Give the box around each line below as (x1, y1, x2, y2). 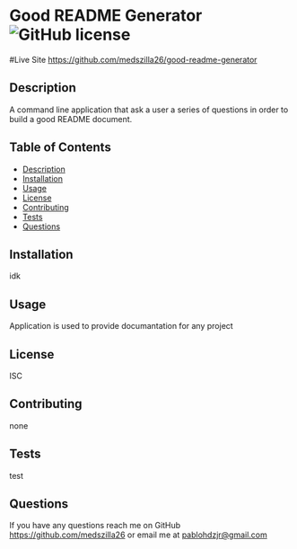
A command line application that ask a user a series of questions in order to (9, 104, 289, 115)
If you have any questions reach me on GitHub (9, 520, 181, 531)
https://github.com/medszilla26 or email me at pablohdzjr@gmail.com (9, 529, 267, 540)
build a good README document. (9, 113, 133, 124)
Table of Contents (9, 140, 112, 155)
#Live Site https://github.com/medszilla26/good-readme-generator (9, 54, 258, 65)
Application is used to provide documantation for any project (9, 321, 233, 332)
